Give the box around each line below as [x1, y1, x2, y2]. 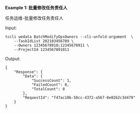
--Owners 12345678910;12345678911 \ [14, 43, 90, 48]
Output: [5, 56, 21, 62]
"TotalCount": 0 [31, 87, 65, 91]
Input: [5, 25, 17, 31]
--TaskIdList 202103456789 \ [14, 39, 74, 44]
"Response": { [14, 69, 43, 74]
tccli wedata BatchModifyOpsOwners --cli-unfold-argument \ [5, 34, 134, 39]
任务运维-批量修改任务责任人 [5, 15, 64, 21]
